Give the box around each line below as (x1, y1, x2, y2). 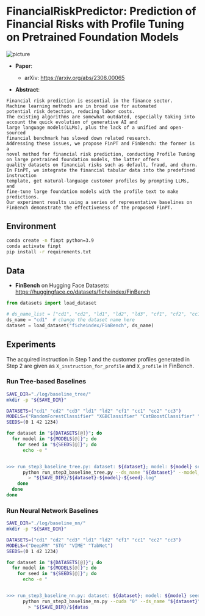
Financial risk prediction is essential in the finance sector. (6, 98, 173, 104)
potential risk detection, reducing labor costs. (6, 108, 135, 114)
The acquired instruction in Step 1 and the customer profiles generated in (6, 355, 190, 363)
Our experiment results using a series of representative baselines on (6, 199, 192, 205)
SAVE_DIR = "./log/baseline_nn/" (6, 520, 86, 526)
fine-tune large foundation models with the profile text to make (6, 188, 179, 195)
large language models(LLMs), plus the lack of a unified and (6, 124, 168, 131)
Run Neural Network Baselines (6, 506, 99, 515)
